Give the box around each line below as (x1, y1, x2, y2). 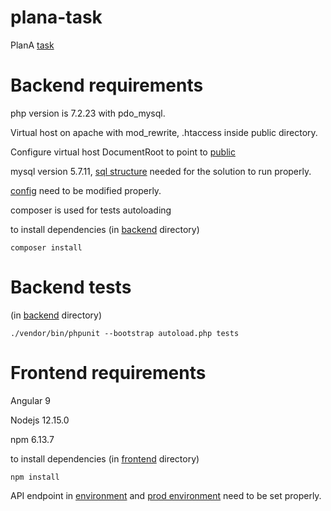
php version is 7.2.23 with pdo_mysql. (10, 107, 166, 119)
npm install (10, 472, 60, 482)
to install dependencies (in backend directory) (10, 223, 200, 235)
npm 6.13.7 (10, 433, 55, 445)
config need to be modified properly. (10, 184, 162, 196)
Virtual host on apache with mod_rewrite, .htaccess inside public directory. (10, 126, 318, 138)
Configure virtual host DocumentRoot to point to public (10, 146, 236, 158)
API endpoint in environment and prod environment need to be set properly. (10, 489, 322, 501)
